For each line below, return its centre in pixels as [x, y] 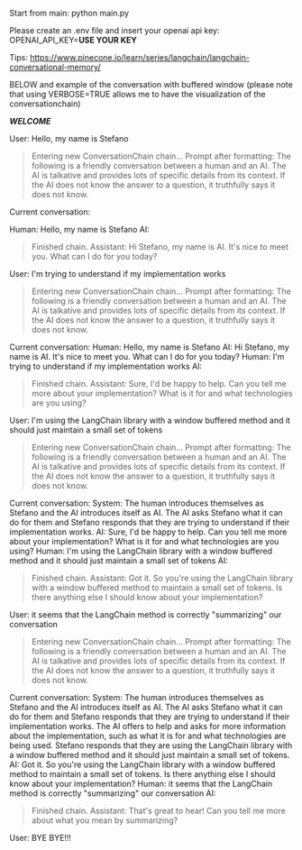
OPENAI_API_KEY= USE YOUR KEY [73, 40]
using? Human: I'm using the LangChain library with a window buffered [141, 551]
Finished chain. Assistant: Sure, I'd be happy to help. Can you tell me [159, 384]
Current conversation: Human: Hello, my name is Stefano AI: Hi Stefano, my [150, 347]
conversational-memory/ [55, 67]
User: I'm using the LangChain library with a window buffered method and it [150, 420]
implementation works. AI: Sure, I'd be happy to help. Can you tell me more [148, 532]
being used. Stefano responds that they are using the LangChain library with [151, 745]
